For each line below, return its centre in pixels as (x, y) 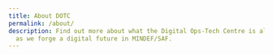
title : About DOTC (39, 16)
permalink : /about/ (41, 23)
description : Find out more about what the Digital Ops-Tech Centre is (132, 31)
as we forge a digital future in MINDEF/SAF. (94, 38)
